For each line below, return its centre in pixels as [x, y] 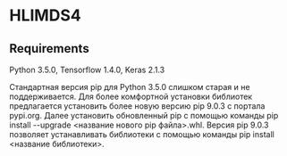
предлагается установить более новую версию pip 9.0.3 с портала [137, 106]
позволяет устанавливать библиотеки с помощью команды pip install [142, 134]
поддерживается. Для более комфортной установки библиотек [131, 96]
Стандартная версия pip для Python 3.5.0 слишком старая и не [130, 87]
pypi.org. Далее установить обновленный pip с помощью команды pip [144, 115]
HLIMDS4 [46, 16]
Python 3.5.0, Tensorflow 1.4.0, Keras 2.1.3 [87, 70]
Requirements [49, 49]
